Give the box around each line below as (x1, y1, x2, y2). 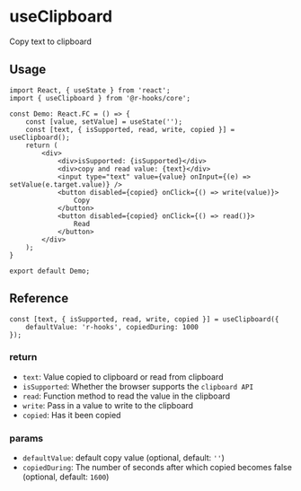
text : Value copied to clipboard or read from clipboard (22, 371, 224, 382)
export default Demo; (9, 267, 91, 276)
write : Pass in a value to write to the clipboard (22, 399, 194, 410)
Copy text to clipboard (9, 36, 93, 47)
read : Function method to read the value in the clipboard (22, 390, 231, 401)
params (9, 432, 43, 444)
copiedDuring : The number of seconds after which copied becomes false (22, 462, 292, 473)
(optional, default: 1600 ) (22, 471, 110, 482)
